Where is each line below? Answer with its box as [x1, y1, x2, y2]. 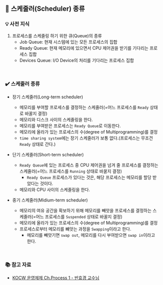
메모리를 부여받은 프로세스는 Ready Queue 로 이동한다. [19, 122, 121, 129]
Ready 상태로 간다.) [19, 141, 56, 147]
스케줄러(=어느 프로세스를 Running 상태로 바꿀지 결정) [19, 168, 122, 174]
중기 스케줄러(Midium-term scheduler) [12, 197, 88, 203]
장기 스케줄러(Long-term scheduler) [12, 94, 83, 100]
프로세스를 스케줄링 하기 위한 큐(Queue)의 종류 [12, 32, 102, 38]
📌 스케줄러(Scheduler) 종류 [5, 4, 85, 13]
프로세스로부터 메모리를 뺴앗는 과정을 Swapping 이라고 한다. [19, 226, 131, 232]
